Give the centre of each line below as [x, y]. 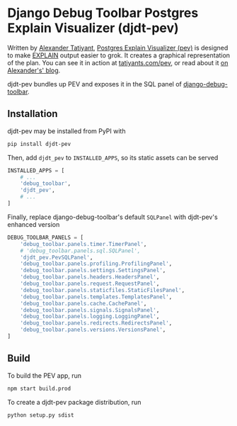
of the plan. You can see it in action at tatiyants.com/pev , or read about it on [118, 62]
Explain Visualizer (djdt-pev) [93, 28]
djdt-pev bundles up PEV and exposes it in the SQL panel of [94, 84]
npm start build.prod [39, 388]
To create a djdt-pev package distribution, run [74, 402]
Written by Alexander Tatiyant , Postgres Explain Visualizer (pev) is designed [118, 47]
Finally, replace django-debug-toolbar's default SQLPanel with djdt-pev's [112, 217]
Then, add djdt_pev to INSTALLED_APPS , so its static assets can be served [113, 157]
